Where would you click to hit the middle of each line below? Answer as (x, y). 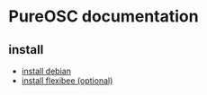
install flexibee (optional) (67, 81)
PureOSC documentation (103, 17)
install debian (46, 71)
